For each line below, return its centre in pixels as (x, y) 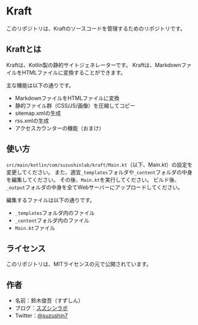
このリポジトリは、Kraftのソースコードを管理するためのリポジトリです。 (96, 28)
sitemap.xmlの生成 (38, 113)
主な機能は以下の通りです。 (40, 85)
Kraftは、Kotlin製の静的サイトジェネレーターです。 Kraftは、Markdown (94, 65)
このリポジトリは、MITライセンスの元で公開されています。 (79, 264)
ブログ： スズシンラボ (41, 308)
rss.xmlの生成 (32, 120)
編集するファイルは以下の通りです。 (51, 200)
